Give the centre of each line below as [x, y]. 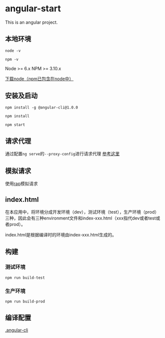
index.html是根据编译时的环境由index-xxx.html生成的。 [61, 235]
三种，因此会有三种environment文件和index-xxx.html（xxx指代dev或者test [81, 218]
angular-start [33, 9]
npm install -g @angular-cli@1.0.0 [42, 107]
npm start [15, 125]
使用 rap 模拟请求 [21, 184]
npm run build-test [25, 278]
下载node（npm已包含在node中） [39, 78]
